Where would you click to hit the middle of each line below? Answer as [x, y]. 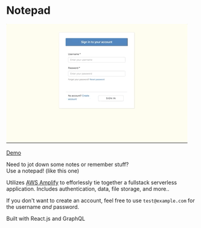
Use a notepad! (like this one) [43, 171]
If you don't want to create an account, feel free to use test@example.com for [101, 200]
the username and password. [43, 207]
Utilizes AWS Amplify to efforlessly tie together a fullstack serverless [91, 182]
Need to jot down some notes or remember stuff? [68, 164]
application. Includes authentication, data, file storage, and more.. [88, 189]
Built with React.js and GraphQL [46, 218]
